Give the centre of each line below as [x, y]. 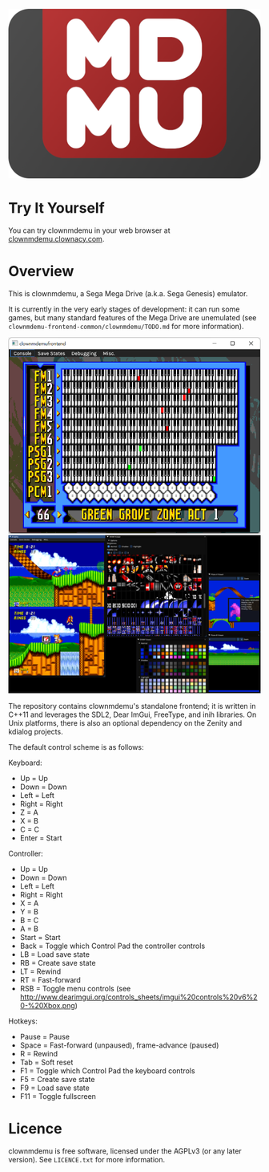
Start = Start [40, 938]
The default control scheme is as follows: [76, 747]
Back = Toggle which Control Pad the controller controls [112, 946]
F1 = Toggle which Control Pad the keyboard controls [107, 1071]
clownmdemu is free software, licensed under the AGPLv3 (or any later [125, 1151]
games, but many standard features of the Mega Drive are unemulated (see [132, 317]
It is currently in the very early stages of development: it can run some [124, 309]
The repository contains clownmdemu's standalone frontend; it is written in [132, 706]
